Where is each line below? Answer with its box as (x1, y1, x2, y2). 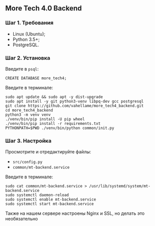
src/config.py (12, 159, 43, 165)
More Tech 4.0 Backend (5, 4, 82, 13)
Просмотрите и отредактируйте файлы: (5, 149, 91, 155)
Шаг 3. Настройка (5, 137, 52, 144)
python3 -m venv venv (5, 112, 51, 117)
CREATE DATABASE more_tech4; (5, 76, 67, 81)
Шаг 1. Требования (5, 19, 54, 26)
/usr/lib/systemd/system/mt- (89, 184, 151, 189)
